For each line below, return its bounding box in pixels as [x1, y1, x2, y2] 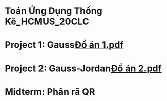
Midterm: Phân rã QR [5, 86, 95, 97]
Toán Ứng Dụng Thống [5, 5, 103, 17]
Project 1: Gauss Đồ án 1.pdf [5, 39, 124, 51]
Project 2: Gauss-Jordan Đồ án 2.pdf [5, 63, 162, 74]
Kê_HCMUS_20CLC [5, 16, 89, 28]
